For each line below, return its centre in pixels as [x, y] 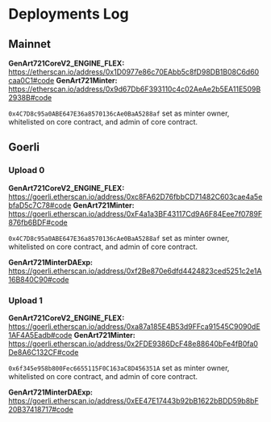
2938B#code [30, 97]
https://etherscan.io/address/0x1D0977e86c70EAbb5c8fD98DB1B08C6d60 [134, 72]
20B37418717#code [41, 409]
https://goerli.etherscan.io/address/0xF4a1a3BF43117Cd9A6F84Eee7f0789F [135, 213]
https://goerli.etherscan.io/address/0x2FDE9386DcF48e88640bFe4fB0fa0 [133, 344]
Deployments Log [69, 14]
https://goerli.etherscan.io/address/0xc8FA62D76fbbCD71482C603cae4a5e [135, 196]
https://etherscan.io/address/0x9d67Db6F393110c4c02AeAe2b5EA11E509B [135, 89]
